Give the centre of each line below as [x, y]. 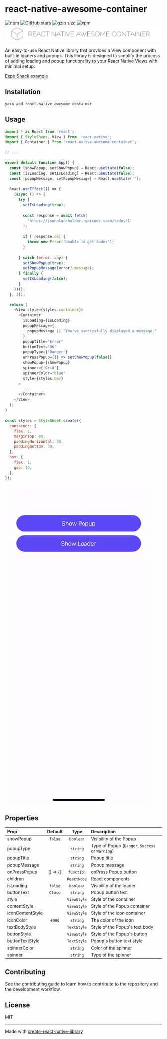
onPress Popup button [114, 872]
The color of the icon [113, 920]
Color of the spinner [112, 948]
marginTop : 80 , [30, 436]
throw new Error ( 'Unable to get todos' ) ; [71, 242]
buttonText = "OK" [40, 347]
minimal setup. [20, 66]
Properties [22, 818]
